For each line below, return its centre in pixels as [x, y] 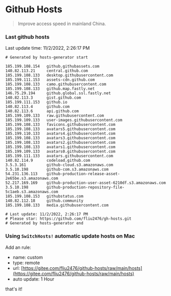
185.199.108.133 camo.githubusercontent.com [56, 84]
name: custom [28, 257]
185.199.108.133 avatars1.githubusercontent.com [60, 147]
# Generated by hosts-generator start [47, 57]
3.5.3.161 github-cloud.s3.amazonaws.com [59, 165]
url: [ [18, 268]
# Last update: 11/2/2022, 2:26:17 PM [47, 214]
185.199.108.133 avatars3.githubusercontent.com [60, 138]
